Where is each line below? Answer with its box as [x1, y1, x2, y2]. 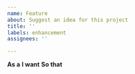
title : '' [7, 23, 36, 29]
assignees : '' [7, 36, 48, 42]
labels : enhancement [7, 29, 67, 36]
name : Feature [7, 10, 48, 17]
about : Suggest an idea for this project [7, 16, 129, 23]
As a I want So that [7, 60, 62, 69]
